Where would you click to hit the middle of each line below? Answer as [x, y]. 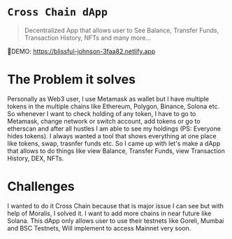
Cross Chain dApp [58, 12]
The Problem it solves [72, 80]
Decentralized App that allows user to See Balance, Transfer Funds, [121, 30]
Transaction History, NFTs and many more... [88, 38]
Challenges [41, 187]
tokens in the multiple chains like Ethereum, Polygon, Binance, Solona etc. [114, 106]
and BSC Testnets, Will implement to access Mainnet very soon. [99, 228]
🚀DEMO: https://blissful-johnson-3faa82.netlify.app [81, 51]
